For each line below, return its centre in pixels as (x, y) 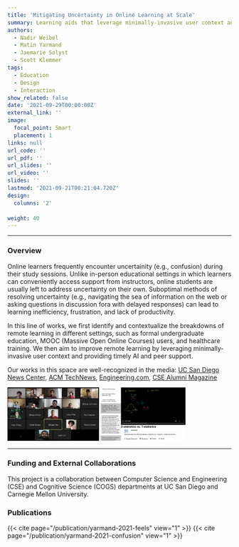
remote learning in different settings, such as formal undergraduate (106, 333)
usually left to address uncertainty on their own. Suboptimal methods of (112, 289)
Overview (25, 251)
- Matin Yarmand (38, 45)
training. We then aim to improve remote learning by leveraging (100, 348)
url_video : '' (28, 173)
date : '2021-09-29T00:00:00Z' (52, 106)
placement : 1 (33, 136)
